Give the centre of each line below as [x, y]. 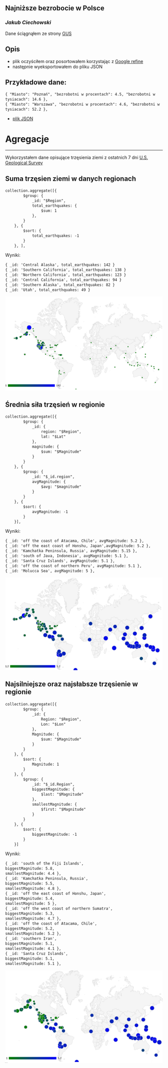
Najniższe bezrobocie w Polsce [55, 8]
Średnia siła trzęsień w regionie [55, 404]
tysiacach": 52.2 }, [27, 110]
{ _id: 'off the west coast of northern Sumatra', [59, 908]
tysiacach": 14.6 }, [27, 100]
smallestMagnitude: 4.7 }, [33, 918]
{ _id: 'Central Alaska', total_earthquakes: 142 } [60, 265]
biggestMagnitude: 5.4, [30, 898]
